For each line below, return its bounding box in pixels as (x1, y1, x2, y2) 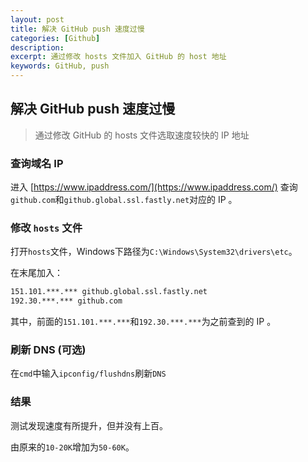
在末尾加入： (10, 267, 63, 279)
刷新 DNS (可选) (10, 343, 87, 357)
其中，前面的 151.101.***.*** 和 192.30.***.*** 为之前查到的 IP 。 (10, 316, 277, 328)
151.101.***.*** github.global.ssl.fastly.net (10, 287, 208, 297)
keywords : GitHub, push (10, 61, 110, 71)
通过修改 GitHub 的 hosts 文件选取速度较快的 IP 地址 (34, 129, 250, 141)
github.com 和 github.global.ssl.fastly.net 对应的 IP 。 (10, 194, 238, 206)
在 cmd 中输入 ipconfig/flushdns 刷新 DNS (10, 367, 167, 380)
